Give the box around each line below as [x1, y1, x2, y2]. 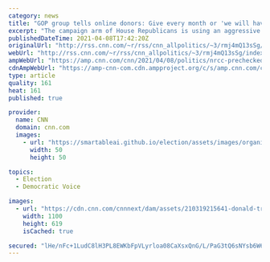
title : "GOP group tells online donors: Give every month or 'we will [8, 19, 250, 27]
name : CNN [15, 116, 48, 125]
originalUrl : [8, 42, 52, 50]
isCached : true [22, 227, 74, 235]
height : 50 [29, 154, 67, 162]
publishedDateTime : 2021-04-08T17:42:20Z [8, 34, 149, 43]
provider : [8, 108, 42, 117]
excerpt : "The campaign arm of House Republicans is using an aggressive [8, 27, 261, 35]
